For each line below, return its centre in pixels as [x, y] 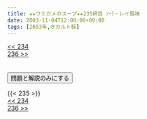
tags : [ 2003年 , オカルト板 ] [43, 27]
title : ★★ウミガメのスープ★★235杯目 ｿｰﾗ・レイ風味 [73, 14]
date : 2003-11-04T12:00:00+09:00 [56, 20]
